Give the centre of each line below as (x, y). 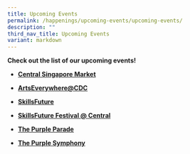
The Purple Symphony (51, 143)
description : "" (31, 27)
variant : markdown (35, 40)
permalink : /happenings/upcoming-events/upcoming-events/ (95, 21)
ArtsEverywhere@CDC (53, 88)
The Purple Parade (46, 129)
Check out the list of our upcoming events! (72, 60)
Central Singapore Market (57, 75)
